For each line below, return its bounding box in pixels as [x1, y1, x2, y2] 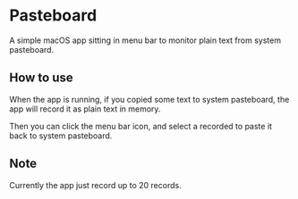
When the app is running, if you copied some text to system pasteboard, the [9, 94, 290, 104]
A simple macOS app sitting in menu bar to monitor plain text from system [9, 35, 282, 46]
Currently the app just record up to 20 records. [9, 179, 182, 190]
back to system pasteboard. [9, 130, 113, 141]
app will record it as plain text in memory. [9, 104, 161, 114]
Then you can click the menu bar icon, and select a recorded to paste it [9, 120, 273, 131]
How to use [9, 70, 73, 86]
